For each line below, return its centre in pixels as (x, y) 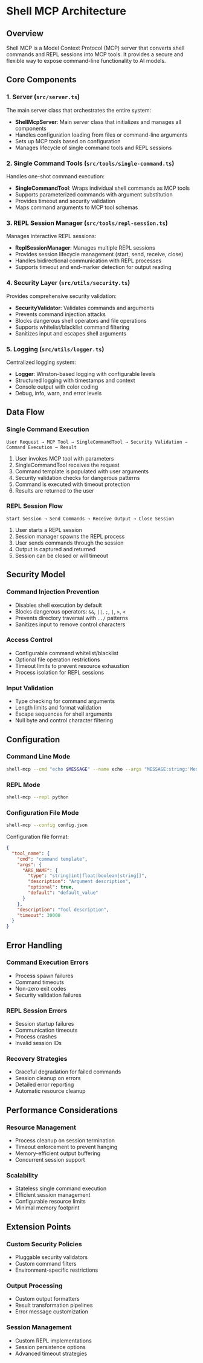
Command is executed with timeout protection (72, 484)
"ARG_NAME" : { (40, 870)
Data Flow (25, 412)
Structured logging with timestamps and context (75, 380)
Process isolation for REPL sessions (60, 672)
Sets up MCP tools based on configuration (68, 141)
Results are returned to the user (55, 490)
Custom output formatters (47, 1299)
